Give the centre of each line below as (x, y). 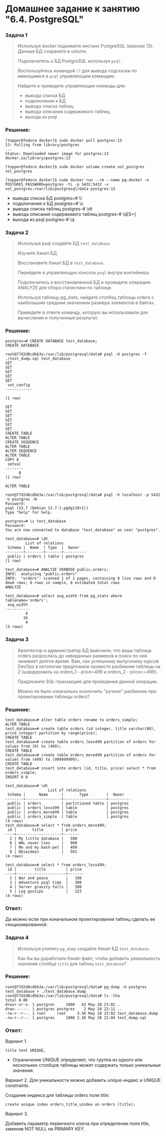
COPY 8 (12, 460)
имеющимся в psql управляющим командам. (66, 76)
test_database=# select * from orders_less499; (56, 865)
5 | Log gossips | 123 (46, 891)
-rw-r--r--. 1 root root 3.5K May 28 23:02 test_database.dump (81, 1013)
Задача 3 (17, 639)
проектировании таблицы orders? (53, 697)
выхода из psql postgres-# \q (43, 219)
